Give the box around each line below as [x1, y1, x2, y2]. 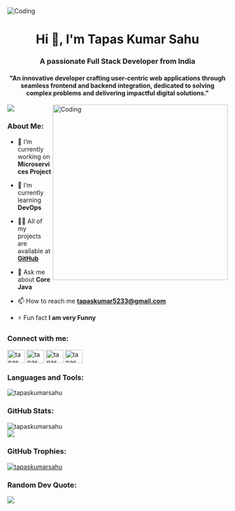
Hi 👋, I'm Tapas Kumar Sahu [36, 32, 199, 48]
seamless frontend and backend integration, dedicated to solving [20, 81, 215, 90]
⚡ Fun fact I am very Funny [17, 313, 97, 321]
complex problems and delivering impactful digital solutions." [26, 88, 209, 97]
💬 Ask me [17, 267, 45, 276]
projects [17, 232, 42, 240]
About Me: [7, 121, 44, 131]
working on [17, 152, 50, 161]
